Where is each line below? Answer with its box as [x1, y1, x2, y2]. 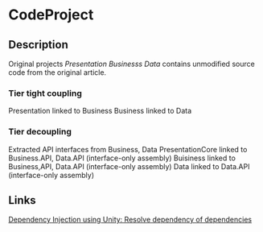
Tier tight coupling [8, 87, 82, 98]
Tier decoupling [8, 126, 72, 138]
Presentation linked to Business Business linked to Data [8, 106, 191, 116]
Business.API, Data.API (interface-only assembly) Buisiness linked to [8, 153, 236, 163]
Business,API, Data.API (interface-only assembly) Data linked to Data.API [8, 161, 250, 171]
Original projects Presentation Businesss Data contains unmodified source [8, 59, 255, 68]
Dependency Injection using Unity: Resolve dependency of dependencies [8, 215, 252, 225]
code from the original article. [8, 68, 107, 77]
